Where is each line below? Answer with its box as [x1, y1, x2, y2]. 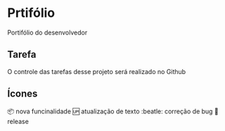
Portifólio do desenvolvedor [7, 28, 88, 37]
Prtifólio [7, 5, 55, 21]
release [7, 117, 30, 125]
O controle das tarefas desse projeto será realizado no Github [7, 67, 186, 75]
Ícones [7, 88, 38, 100]
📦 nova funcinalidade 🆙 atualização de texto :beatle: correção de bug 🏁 [7, 107, 219, 116]
